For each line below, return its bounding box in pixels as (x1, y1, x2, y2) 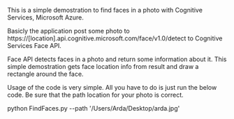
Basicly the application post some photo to (7, 27, 131, 35)
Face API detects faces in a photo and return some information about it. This (7, 55, 227, 63)
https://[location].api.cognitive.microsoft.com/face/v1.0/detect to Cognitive (7, 34, 223, 42)
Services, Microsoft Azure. (7, 13, 84, 22)
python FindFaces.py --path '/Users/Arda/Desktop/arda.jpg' (7, 104, 180, 112)
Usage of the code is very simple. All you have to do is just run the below (7, 84, 217, 91)
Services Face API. (7, 42, 61, 49)
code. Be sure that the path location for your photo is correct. (7, 90, 184, 99)
